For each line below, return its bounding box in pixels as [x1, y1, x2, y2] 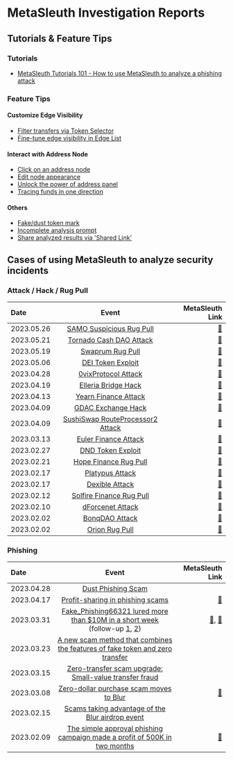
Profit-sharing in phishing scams [61, 595, 169, 605]
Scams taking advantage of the [64, 704, 166, 713]
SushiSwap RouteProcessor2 [62, 414, 158, 424]
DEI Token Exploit [82, 358, 139, 368]
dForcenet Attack [82, 502, 139, 512]
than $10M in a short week [71, 615, 159, 625]
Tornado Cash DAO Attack [67, 335, 153, 345]
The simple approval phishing [67, 724, 163, 734]
